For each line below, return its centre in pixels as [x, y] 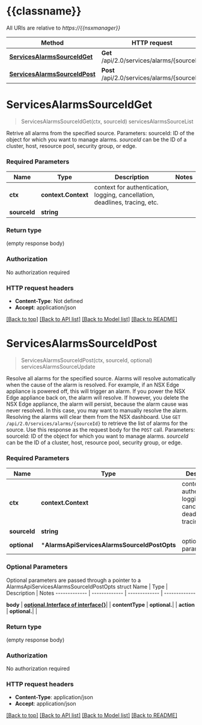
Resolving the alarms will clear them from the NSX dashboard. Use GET [93, 417]
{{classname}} [44, 11]
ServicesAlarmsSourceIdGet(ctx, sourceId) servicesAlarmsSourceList [107, 121]
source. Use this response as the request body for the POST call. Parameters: [101, 430]
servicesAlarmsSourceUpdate [58, 367]
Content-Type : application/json [54, 697]
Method [53, 42]
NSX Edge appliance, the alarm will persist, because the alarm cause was [97, 404]
